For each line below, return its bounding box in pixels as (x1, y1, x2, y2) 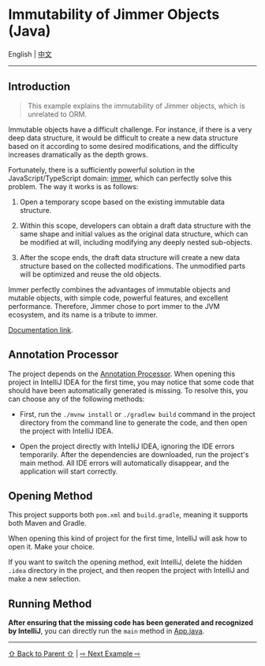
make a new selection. (8, 574, 81, 584)
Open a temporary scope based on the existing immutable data (19, 197, 225, 206)
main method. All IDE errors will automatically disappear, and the (19, 458, 230, 467)
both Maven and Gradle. (8, 519, 87, 528)
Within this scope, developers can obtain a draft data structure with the (19, 221, 251, 230)
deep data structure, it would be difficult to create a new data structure (8, 132, 239, 143)
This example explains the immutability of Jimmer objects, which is (27, 101, 246, 110)
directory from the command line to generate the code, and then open (19, 418, 248, 427)
